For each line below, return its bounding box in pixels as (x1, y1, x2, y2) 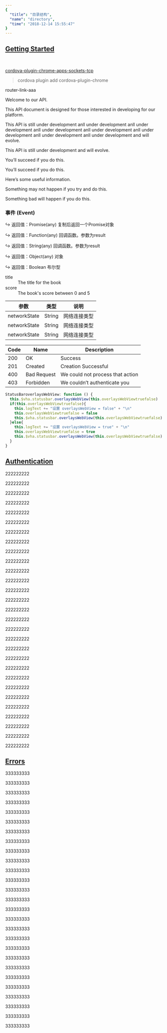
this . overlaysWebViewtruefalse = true (14, 429, 95, 434)
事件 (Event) (5, 209, 35, 216)
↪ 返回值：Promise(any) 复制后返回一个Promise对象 (5, 222, 114, 228)
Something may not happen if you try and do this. (5, 186, 108, 192)
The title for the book (18, 279, 61, 286)
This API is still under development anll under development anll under (5, 121, 148, 127)
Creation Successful (60, 363, 109, 370)
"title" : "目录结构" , (10, 12, 52, 17)
